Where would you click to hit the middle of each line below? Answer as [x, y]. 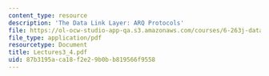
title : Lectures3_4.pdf [48, 52]
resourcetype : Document [48, 45]
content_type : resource [48, 15]
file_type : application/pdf [55, 38]
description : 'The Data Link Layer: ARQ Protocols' [96, 23]
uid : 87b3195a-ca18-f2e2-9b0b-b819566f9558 [82, 60]
